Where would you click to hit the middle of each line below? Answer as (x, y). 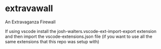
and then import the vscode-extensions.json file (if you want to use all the (79, 36)
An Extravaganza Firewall (30, 22)
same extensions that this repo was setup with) (52, 41)
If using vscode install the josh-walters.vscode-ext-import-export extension (81, 31)
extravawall (29, 8)
